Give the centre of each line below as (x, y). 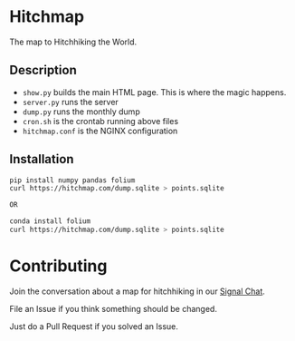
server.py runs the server (71, 102)
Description (43, 70)
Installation (42, 159)
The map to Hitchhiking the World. (73, 42)
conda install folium (50, 221)
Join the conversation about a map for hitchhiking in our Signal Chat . (137, 291)
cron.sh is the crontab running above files (100, 121)
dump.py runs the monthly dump (81, 112)
